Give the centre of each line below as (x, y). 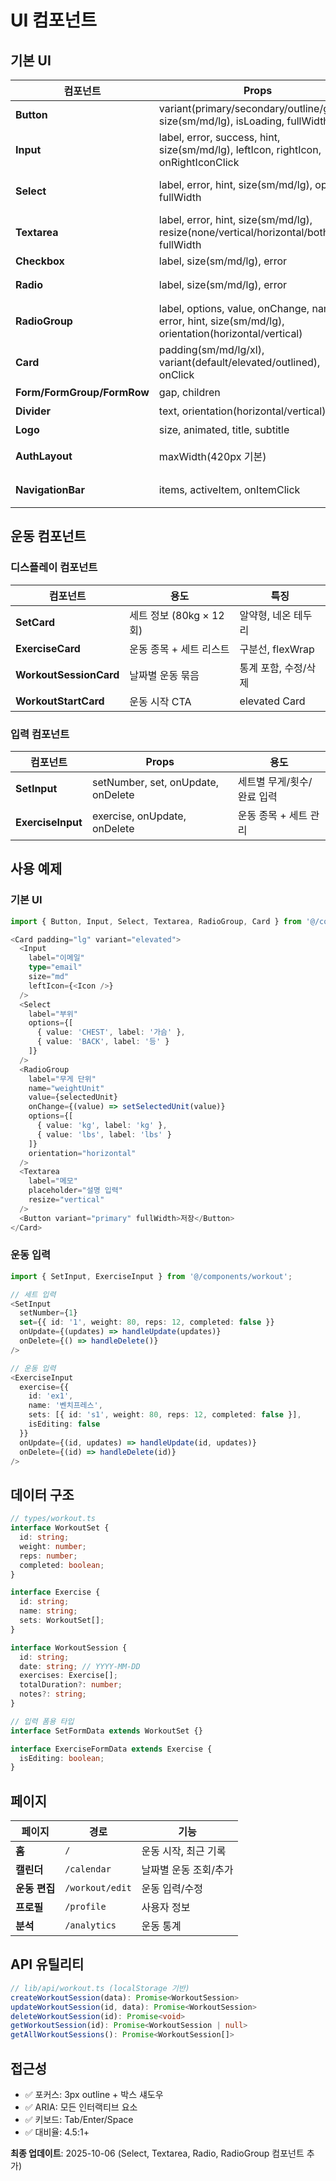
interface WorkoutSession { (69, 1647)
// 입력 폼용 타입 (42, 1721)
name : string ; (48, 1611)
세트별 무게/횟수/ (275, 781)
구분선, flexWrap (277, 649)
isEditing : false (64, 1424)
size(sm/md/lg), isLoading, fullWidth (244, 121)
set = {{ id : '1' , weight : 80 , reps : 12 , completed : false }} (147, 1322)
